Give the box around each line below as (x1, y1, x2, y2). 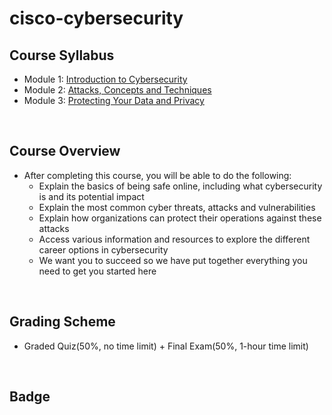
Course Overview (9, 143, 121, 160)
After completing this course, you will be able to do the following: (23, 169, 292, 181)
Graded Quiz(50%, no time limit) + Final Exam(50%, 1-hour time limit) (23, 340, 309, 352)
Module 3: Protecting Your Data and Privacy (23, 95, 205, 106)
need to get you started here (38, 265, 157, 277)
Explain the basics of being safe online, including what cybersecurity (38, 180, 323, 192)
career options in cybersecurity (38, 243, 169, 256)
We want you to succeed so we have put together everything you (38, 254, 308, 266)
